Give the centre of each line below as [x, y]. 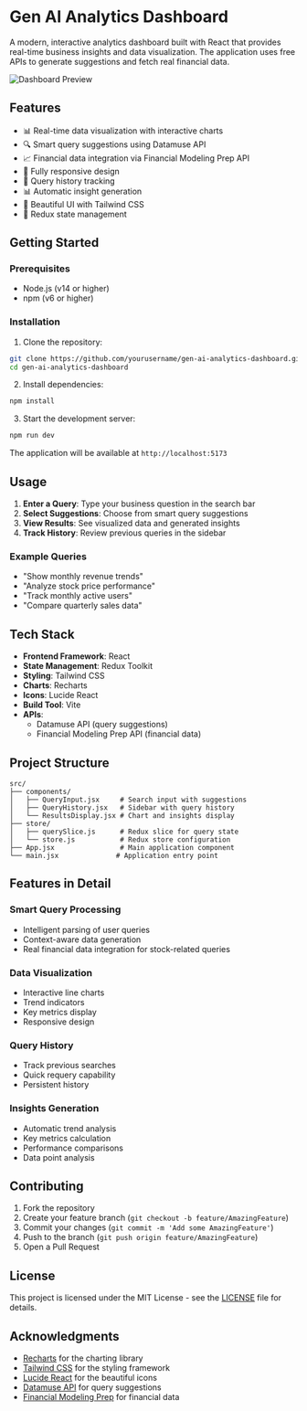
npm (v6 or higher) [58, 298]
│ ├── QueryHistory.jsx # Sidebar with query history [122, 807]
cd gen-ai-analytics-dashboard [69, 367]
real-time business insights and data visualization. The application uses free [152, 51]
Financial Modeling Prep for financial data [101, 1396]
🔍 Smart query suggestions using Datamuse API [114, 144]
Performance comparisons [73, 1148]
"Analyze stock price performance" [89, 586]
